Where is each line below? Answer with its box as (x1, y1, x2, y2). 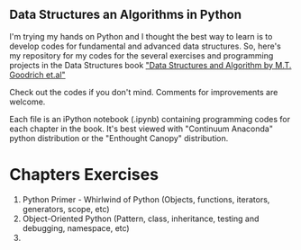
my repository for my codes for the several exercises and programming (9, 49, 274, 61)
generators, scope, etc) (22, 203, 110, 214)
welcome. (9, 96, 46, 107)
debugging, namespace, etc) (22, 222, 130, 233)
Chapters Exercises (9, 165, 160, 184)
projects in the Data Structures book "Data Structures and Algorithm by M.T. (9, 59, 292, 70)
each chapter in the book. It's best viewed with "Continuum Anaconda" (9, 123, 273, 134)
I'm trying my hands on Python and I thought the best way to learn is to (9, 31, 273, 41)
